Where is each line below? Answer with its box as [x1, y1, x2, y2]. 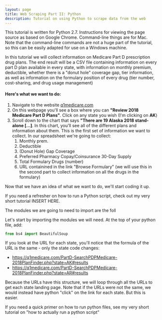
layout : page [5, 7, 31, 12]
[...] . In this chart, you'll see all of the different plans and [24, 122, 137, 128]
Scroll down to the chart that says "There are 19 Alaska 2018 [12, 117, 134, 123]
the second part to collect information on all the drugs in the [19, 169, 139, 175]
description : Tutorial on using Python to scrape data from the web [5, 16, 146, 21]
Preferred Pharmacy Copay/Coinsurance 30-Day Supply [19, 153, 132, 159]
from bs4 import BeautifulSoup [5, 231, 68, 236]
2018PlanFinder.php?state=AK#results [12, 260, 88, 266]
